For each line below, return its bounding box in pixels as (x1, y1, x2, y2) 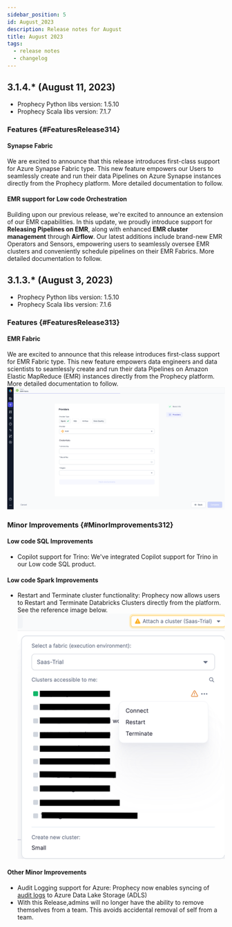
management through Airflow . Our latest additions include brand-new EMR (7, 233, 223, 241)
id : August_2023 (7, 18, 54, 26)
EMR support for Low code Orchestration (7, 195, 128, 204)
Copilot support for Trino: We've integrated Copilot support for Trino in (17, 552, 218, 561)
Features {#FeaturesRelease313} (7, 317, 120, 327)
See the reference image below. (17, 606, 108, 614)
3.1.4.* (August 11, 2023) (7, 82, 116, 93)
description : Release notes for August (7, 26, 122, 33)
